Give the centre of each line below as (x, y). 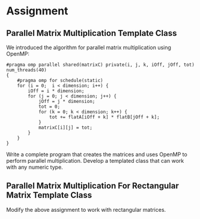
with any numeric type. (35, 167)
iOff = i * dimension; (56, 91)
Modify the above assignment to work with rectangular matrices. (86, 209)
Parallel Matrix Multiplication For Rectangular (92, 186)
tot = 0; (49, 107)
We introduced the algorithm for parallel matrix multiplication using (89, 47)
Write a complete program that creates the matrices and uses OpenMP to (97, 154)
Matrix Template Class (49, 195)
